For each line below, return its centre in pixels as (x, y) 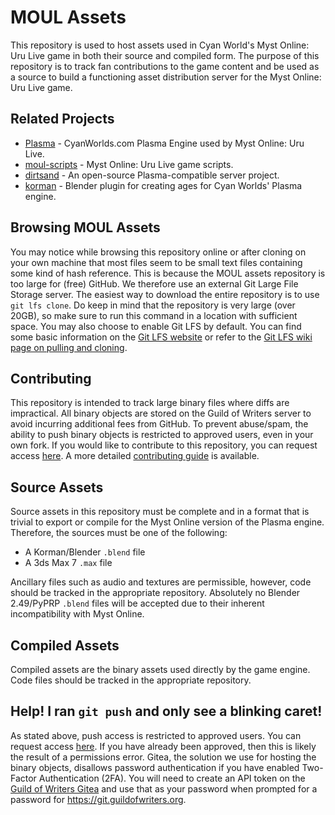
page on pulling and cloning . (69, 347)
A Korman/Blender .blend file (85, 552)
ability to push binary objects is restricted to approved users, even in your (162, 435)
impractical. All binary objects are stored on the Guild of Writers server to (161, 413)
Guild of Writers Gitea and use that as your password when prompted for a (164, 788)
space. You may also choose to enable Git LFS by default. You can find (156, 326)
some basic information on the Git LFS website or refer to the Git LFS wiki (161, 337)
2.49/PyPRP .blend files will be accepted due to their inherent (137, 603)
